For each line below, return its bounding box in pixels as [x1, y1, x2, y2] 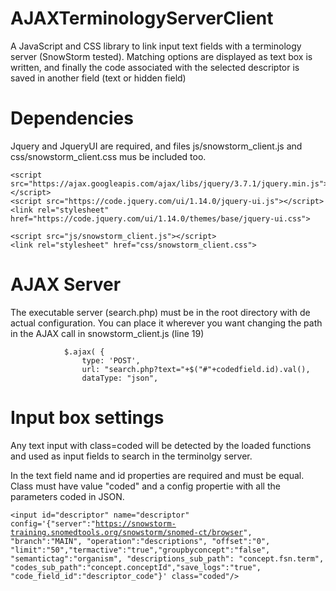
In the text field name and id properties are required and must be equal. [10, 469, 305, 481]
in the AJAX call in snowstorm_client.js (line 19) [10, 327, 205, 339]
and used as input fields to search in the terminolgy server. [10, 450, 253, 462]
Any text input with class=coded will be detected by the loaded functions [10, 439, 312, 451]
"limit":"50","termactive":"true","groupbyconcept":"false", [10, 545, 271, 555]
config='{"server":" [10, 518, 97, 529]
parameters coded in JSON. [10, 490, 125, 502]
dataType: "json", [81, 373, 159, 383]
